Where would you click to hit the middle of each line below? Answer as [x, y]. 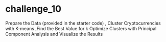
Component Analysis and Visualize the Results [54, 34]
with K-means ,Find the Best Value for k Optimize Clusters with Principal [81, 28]
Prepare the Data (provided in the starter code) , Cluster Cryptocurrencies [83, 23]
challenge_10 [33, 9]
